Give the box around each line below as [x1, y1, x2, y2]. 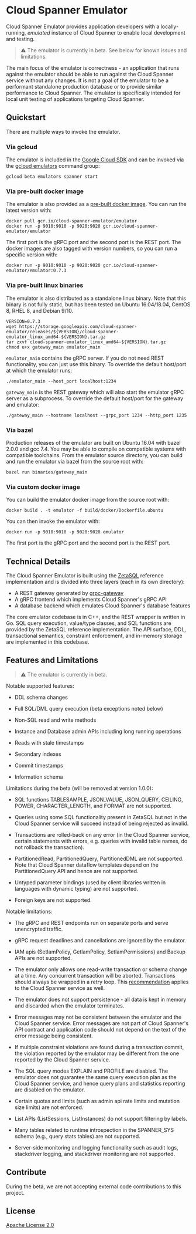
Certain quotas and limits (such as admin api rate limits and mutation [14, 1097, 180, 1104]
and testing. [6, 35, 35, 42]
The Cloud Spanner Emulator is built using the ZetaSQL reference [6, 572, 164, 579]
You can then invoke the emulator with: [6, 518, 101, 525]
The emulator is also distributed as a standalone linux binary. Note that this [6, 295, 186, 302]
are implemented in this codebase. [6, 638, 90, 645]
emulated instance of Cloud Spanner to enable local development [27, 29, 185, 36]
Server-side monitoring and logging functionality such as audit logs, [14, 1144, 178, 1151]
